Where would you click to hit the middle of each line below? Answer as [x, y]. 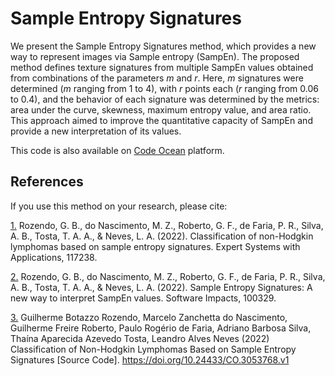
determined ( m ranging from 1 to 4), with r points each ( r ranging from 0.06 [164, 88]
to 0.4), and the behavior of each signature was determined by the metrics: [165, 99]
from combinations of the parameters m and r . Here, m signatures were [157, 78]
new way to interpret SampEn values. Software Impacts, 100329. [143, 298]
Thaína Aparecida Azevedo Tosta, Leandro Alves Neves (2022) [140, 338]
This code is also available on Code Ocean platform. [117, 150]
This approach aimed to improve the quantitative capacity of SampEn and [161, 120]
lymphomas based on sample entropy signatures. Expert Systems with [155, 246]
